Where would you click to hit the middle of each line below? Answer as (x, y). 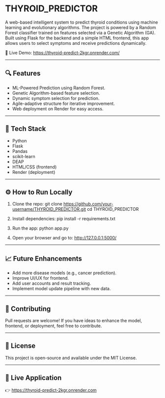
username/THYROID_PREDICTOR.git (49, 209)
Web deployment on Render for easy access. (58, 108)
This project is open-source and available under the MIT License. (71, 358)
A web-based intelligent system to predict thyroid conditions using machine (82, 22)
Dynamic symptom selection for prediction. (56, 98)
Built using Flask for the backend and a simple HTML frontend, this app (77, 38)
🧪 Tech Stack (26, 129)
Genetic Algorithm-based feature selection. (56, 93)
